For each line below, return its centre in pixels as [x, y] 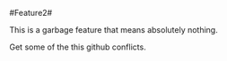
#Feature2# [31, 13]
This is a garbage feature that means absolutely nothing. [113, 30]
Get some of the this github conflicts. [78, 47]
